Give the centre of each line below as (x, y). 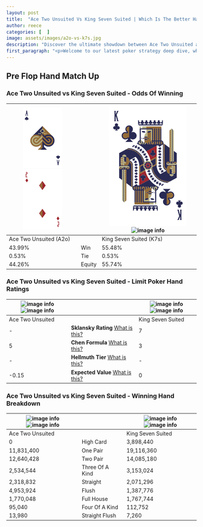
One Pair (92, 450)
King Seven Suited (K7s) (132, 239)
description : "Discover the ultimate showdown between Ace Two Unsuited (100, 45)
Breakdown (23, 404)
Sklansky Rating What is (102, 328)
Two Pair (92, 459)
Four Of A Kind (100, 507)
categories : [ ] (28, 32)
